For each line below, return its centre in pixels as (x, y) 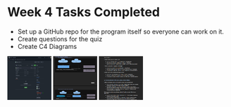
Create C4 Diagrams (47, 46)
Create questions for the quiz (60, 38)
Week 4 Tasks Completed (84, 12)
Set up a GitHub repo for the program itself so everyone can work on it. (120, 31)
